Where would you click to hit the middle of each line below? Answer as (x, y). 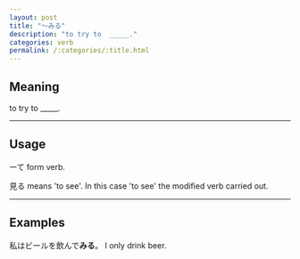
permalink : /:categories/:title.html (79, 51)
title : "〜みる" (37, 26)
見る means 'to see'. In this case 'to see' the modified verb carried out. (139, 186)
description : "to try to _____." (74, 34)
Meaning (34, 87)
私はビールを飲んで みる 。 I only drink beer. (88, 245)
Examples (37, 223)
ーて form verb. (37, 166)
